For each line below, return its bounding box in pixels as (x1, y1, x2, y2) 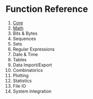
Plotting (12, 72, 29, 78)
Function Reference (5, 3, 88, 15)
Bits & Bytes (12, 30, 38, 36)
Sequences (12, 36, 36, 42)
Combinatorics (12, 67, 43, 73)
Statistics (12, 78, 32, 84)
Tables (12, 56, 27, 62)
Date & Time (12, 51, 39, 57)
